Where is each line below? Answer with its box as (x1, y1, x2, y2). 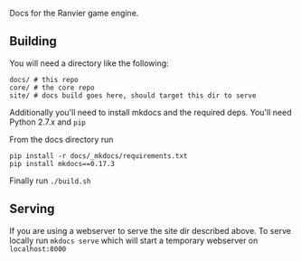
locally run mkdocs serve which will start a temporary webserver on (9, 235, 259, 246)
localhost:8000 (9, 244, 67, 254)
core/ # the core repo (9, 83, 95, 92)
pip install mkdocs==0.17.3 (9, 159, 116, 168)
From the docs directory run (9, 134, 114, 144)
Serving (9, 201, 55, 217)
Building (9, 33, 57, 49)
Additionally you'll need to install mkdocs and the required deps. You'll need (9, 107, 292, 117)
